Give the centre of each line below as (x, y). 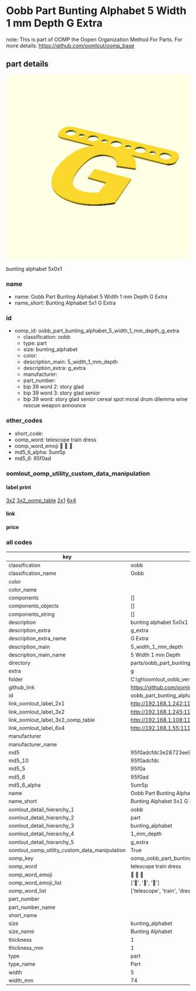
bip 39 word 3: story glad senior (62, 393)
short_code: (29, 433)
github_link (22, 687)
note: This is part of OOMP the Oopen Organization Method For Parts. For (94, 39)
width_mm (21, 980)
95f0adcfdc (145, 760)
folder (16, 679)
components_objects (34, 606)
